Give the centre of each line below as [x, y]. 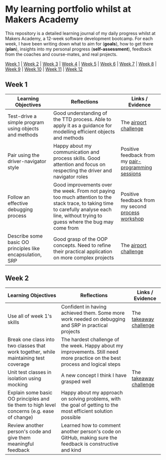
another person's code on [91, 431]
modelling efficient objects [84, 131]
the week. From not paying [84, 191]
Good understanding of [81, 113]
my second [134, 206]
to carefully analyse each [83, 209]
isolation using [24, 378]
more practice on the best [91, 358]
